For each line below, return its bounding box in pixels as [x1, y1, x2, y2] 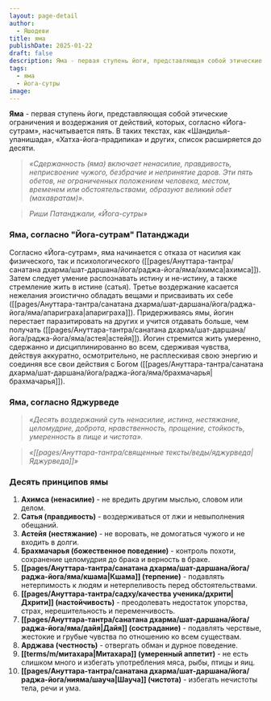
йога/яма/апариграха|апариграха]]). [9, 308, 135, 317]
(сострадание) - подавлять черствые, [128, 623, 261, 633]
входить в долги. [20, 538, 80, 548]
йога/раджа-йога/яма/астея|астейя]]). [9, 333, 142, 343]
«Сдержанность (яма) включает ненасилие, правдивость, [28, 159, 232, 169]
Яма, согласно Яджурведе [9, 397, 119, 408]
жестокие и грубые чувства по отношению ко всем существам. [20, 632, 242, 642]
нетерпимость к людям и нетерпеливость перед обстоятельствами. [20, 581, 257, 590]
